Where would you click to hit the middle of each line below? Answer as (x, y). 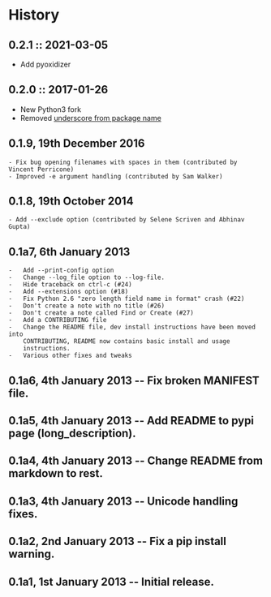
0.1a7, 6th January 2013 (69, 252)
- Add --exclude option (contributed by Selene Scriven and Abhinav (127, 220)
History (34, 15)
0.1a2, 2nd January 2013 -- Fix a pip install (118, 541)
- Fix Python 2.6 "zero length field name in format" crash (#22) (127, 299)
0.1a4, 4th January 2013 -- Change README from (136, 461)
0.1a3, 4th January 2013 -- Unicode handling (123, 501)
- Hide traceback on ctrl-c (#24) (70, 285)
